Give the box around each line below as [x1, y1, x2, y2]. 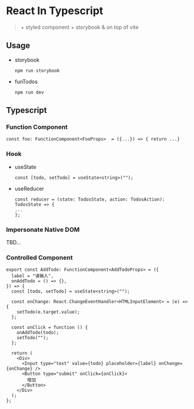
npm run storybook [14, 68, 60, 74]
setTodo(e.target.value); [16, 309, 81, 315]
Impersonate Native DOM [6, 225, 80, 234]
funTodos [14, 78, 38, 85]
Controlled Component [6, 253, 73, 261]
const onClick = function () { [11, 325, 88, 331]
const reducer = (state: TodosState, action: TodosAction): [14, 196, 165, 202]
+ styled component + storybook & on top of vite [20, 24, 139, 31]
